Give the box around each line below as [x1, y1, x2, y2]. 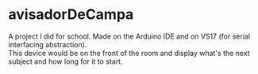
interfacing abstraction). [8, 39, 87, 49]
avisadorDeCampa [8, 6, 134, 24]
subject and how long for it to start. [8, 57, 123, 66]
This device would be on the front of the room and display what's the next [8, 48, 250, 57]
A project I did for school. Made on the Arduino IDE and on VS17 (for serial [8, 31, 251, 41]
